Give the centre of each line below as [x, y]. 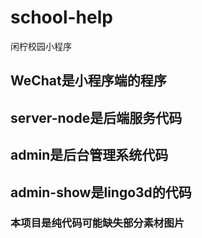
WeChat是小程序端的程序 [88, 81]
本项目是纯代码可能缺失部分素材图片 [97, 223]
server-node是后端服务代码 [96, 117]
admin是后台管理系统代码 [89, 155]
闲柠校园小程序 [41, 46]
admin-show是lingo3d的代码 [101, 192]
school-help [61, 17]
